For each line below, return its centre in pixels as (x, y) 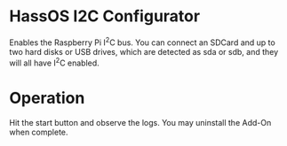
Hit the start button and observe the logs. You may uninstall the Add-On (140, 123)
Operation (47, 98)
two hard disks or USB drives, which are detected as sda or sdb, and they (144, 51)
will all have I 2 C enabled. (54, 62)
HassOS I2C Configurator (105, 16)
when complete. (39, 132)
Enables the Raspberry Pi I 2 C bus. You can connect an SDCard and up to (142, 42)
